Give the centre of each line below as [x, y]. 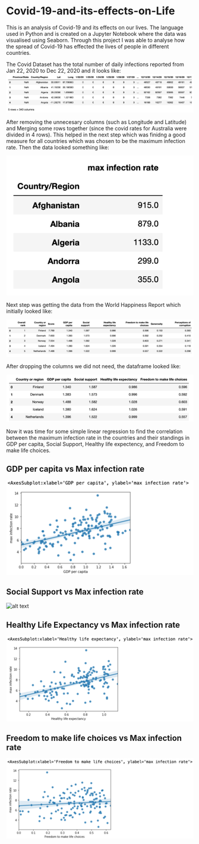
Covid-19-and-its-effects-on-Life [91, 11]
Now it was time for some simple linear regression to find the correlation [94, 431]
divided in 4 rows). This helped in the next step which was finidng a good [96, 135]
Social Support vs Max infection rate [75, 592]
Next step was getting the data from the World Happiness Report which [94, 305]
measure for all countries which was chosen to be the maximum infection [96, 141]
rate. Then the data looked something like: [58, 148]
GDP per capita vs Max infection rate [75, 469]
